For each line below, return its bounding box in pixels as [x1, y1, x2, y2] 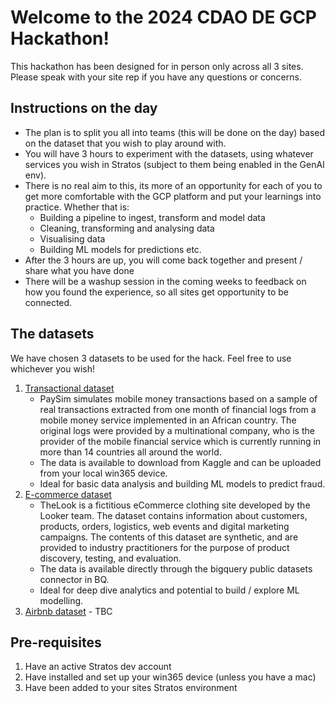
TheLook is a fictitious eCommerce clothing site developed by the [39, 499, 311, 511]
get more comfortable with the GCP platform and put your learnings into [24, 190, 322, 202]
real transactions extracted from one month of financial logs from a [39, 403, 317, 415]
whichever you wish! [10, 362, 96, 375]
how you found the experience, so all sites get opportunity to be [24, 286, 289, 298]
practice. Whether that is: [24, 201, 130, 213]
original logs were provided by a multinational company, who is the [39, 424, 315, 436]
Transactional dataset [24, 382, 115, 394]
